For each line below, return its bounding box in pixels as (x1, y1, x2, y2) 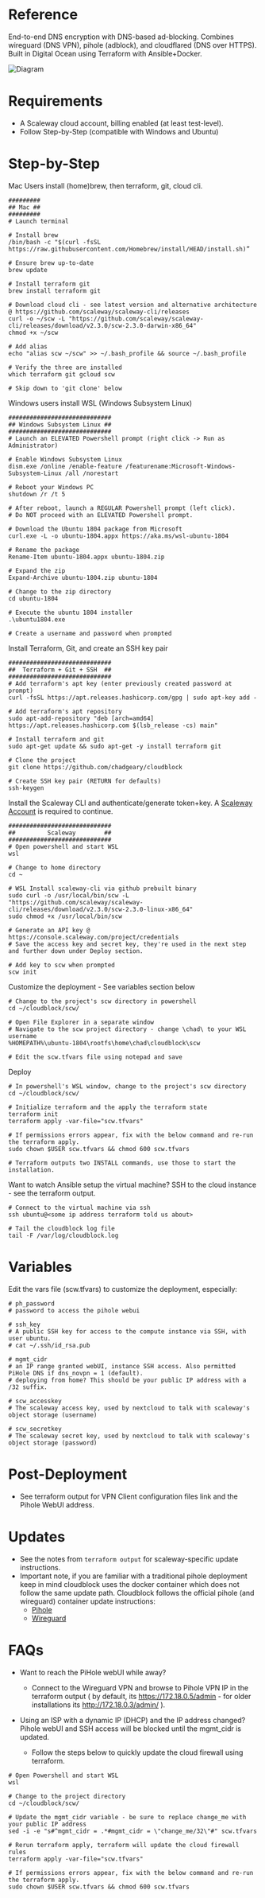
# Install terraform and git (8, 735, 105, 743)
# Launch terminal (8, 217, 69, 225)
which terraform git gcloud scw (8, 370, 115, 379)
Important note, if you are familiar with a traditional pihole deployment (19, 1571, 248, 1581)
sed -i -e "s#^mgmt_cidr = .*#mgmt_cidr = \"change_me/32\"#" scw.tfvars (8, 1827, 258, 1835)
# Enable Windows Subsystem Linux (8, 455, 123, 463)
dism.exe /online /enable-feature (8, 462, 123, 470)
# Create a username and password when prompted (8, 629, 172, 637)
